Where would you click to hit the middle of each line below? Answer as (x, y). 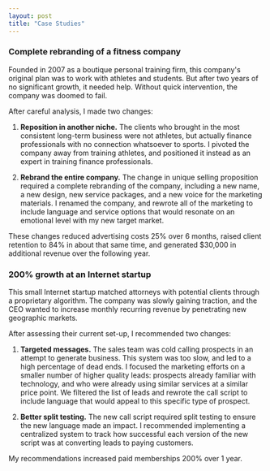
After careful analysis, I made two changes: (81, 111)
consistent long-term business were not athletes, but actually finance (136, 136)
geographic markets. (43, 318)
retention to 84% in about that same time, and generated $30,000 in (122, 244)
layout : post (30, 16)
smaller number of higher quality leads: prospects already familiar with (138, 375)
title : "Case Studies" (47, 24)
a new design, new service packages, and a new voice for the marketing (141, 194)
